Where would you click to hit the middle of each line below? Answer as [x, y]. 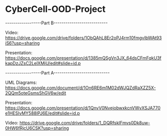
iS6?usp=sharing [22, 43]
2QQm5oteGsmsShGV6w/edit [36, 93]
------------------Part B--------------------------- [56, 23]
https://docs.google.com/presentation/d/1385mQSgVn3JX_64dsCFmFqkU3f [83, 58]
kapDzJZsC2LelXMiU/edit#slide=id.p [43, 63]
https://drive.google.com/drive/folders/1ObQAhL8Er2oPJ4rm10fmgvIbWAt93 [83, 38]
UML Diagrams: [21, 82]
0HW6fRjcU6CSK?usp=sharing [37, 128]
